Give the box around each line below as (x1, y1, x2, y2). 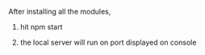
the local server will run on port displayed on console (19, 37, 197, 47)
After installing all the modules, (8, 7, 111, 16)
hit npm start (19, 22, 63, 31)
